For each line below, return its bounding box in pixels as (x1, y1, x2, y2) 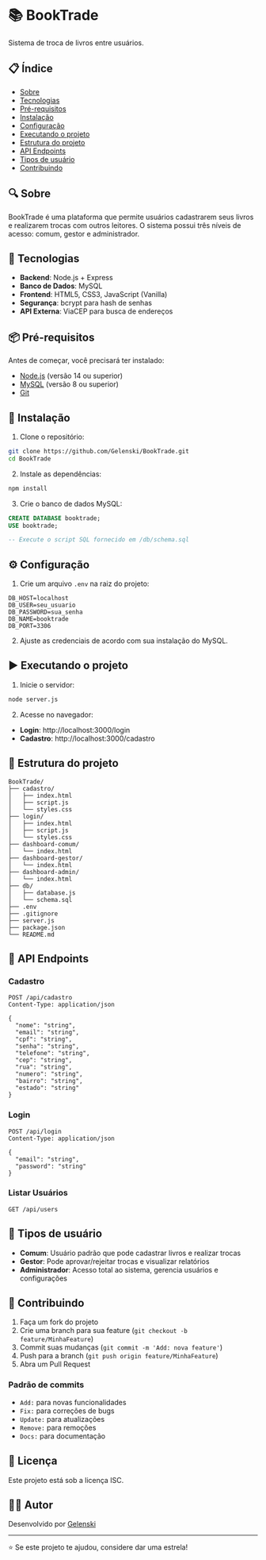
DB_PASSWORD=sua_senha (8, 608, 83, 616)
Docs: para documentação (19, 1431, 106, 1441)
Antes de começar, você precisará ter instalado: (8, 356, 165, 365)
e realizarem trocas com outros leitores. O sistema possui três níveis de (8, 220, 241, 230)
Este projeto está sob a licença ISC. (8, 1475, 124, 1485)
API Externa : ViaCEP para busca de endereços (19, 306, 173, 316)
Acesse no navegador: (19, 710, 93, 719)
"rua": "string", (15, 1063, 73, 1072)
